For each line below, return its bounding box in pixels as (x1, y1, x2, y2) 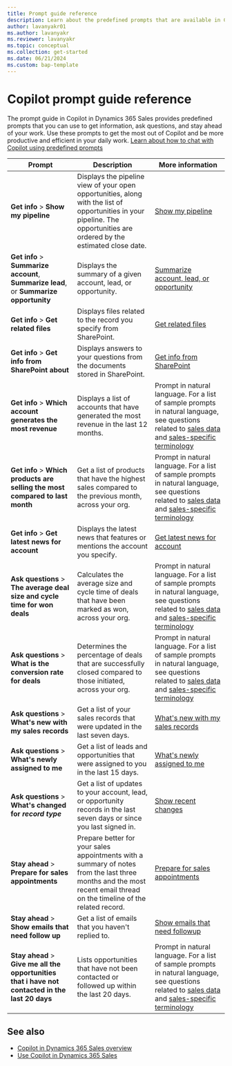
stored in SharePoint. (77, 369, 145, 379)
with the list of (77, 198, 123, 207)
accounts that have (77, 402, 139, 412)
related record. (77, 902, 126, 912)
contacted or (77, 972, 119, 982)
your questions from (77, 352, 143, 361)
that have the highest (77, 474, 146, 484)
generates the (10, 415, 58, 425)
